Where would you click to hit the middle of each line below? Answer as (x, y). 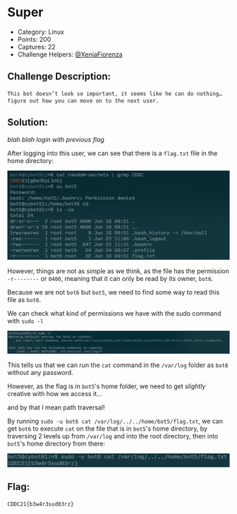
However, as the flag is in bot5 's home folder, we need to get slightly (107, 386)
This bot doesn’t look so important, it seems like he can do (101, 94)
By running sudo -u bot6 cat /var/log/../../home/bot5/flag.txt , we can (115, 422)
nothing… (209, 94)
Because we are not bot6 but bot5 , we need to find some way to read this (114, 292)
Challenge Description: (59, 77)
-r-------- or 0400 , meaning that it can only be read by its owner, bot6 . (110, 278)
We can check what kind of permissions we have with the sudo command (114, 313)
